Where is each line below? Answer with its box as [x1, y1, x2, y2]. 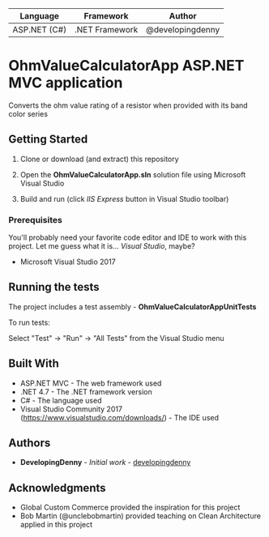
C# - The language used [19, 395, 102, 405]
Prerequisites [8, 214, 62, 225]
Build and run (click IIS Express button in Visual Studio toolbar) [19, 194, 229, 203]
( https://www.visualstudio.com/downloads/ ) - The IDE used [19, 412, 220, 422]
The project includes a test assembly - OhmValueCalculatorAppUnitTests [8, 301, 257, 311]
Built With [8, 356, 59, 371]
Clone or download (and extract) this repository [19, 154, 180, 164]
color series [8, 109, 49, 118]
